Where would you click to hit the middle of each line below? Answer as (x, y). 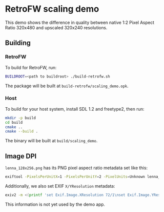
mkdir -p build (20, 118)
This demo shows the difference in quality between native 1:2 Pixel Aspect (80, 22)
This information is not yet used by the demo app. (55, 204)
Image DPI (21, 156)
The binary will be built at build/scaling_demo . (51, 141)
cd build (14, 122)
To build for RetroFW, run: (31, 67)
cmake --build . (21, 132)
